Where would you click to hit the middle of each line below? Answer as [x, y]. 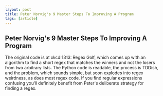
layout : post [18, 9]
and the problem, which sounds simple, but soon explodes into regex [74, 73]
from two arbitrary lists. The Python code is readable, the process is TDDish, [82, 68]
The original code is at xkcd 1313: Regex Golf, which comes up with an [75, 57]
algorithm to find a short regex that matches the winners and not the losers [80, 63]
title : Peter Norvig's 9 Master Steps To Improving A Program [69, 14]
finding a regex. [21, 88]
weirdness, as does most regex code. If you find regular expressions [74, 78]
